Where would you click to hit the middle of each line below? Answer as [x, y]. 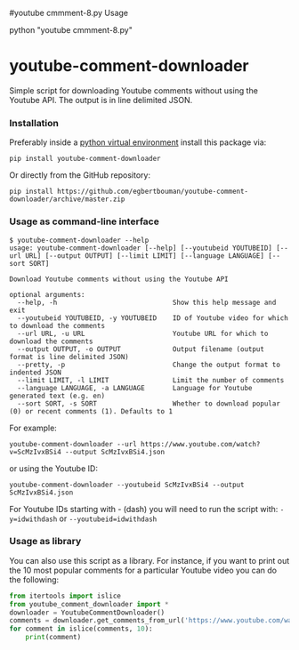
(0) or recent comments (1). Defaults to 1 [91, 411]
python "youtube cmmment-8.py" [71, 30]
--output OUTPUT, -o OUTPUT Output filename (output [141, 349]
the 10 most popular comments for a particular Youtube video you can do [143, 570]
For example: [33, 428]
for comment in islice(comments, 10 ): [81, 629]
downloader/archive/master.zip [67, 199]
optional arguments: [48, 294]
